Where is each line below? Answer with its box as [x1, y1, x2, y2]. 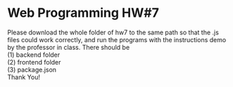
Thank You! [7, 72, 41, 81]
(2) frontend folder [7, 58, 61, 66]
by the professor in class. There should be [7, 43, 130, 51]
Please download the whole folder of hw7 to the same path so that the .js [7, 28, 220, 36]
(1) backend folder [7, 51, 61, 59]
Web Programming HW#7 [7, 5, 160, 21]
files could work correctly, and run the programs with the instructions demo [7, 35, 227, 43]
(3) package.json [7, 65, 57, 74]
